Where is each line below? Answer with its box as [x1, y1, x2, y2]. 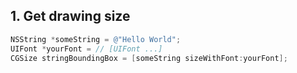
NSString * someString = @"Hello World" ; [10, 34, 182, 44]
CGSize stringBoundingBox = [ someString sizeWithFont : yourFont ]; [10, 53, 288, 63]
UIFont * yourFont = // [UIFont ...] [10, 44, 163, 54]
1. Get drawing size [10, 8, 131, 25]
